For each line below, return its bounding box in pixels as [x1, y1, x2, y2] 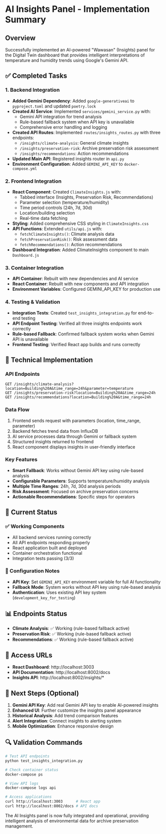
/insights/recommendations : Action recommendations [19, 150, 129, 156]
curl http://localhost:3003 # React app [5, 799, 100, 804]
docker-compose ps [5, 772, 43, 777]
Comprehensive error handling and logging [19, 124, 108, 130]
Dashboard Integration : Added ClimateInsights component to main [12, 247, 149, 253]
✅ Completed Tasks [5, 72, 68, 80]
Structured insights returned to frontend [12, 438, 94, 444]
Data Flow [5, 406, 30, 413]
